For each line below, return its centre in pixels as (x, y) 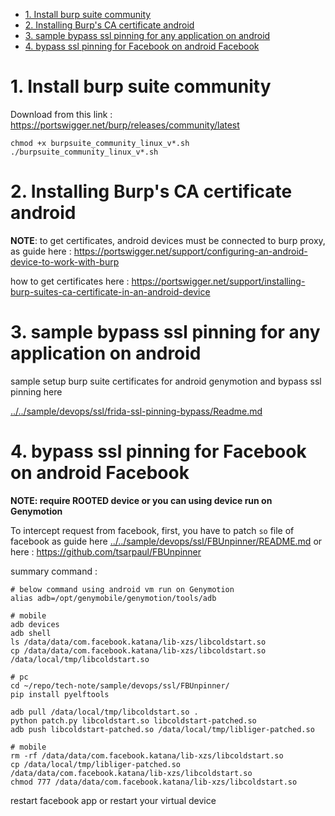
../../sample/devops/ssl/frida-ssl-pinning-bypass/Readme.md (136, 411)
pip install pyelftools (60, 694)
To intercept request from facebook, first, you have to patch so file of (152, 530)
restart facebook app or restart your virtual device (113, 800)
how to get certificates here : (70, 281)
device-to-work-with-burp (65, 261)
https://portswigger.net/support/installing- (218, 281)
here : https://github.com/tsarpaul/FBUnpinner (106, 551)
